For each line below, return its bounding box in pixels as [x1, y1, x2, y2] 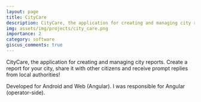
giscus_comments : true [6, 42, 63, 48]
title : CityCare [6, 14, 47, 20]
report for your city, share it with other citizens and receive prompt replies [6, 64, 188, 72]
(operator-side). [6, 89, 45, 96]
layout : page [6, 8, 39, 15]
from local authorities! [6, 71, 60, 78]
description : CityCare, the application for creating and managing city [6, 20, 191, 26]
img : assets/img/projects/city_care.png [6, 25, 109, 32]
